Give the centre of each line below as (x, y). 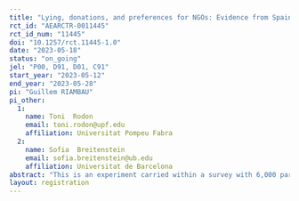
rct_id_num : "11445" (48, 34)
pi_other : (28, 100)
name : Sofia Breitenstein (75, 149)
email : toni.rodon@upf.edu (75, 125)
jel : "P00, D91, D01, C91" (59, 68)
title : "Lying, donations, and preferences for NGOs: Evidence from (139, 17)
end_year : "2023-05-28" (53, 84)
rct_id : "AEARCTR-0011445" (59, 26)
